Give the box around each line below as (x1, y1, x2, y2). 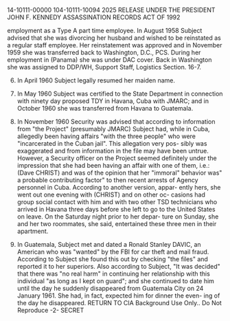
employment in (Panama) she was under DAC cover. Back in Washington (7, 56, 212, 64)
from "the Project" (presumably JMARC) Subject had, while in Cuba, (16, 125, 211, 133)
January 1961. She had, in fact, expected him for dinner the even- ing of (16, 291, 220, 300)
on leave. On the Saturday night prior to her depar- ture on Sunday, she (16, 212, 219, 221)
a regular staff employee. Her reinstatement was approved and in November (7, 41, 222, 49)
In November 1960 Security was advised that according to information (16, 118, 216, 126)
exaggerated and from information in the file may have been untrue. (16, 147, 209, 155)
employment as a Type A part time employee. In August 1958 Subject (7, 27, 203, 34)
